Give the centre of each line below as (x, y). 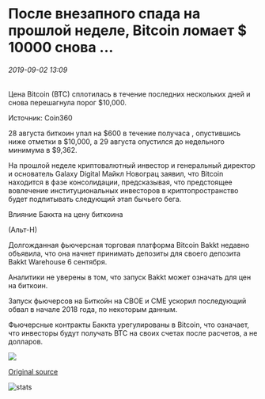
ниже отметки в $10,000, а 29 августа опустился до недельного (117, 142)
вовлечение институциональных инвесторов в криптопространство (123, 191)
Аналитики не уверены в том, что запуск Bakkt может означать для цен (130, 277)
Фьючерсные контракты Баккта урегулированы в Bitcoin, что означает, (129, 325)
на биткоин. (28, 286)
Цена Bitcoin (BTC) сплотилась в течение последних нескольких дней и (129, 94)
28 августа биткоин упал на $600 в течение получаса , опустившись (125, 133)
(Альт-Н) (23, 230)
